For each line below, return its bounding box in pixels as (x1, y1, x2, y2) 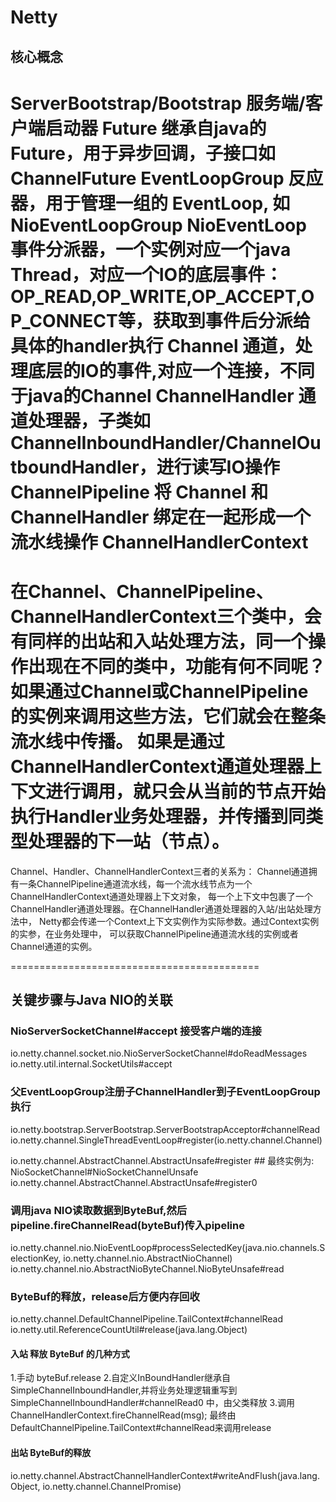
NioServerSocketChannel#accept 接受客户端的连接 (10, 1024, 262, 1038)
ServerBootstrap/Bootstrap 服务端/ (10, 92, 306, 115)
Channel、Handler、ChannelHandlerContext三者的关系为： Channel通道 (10, 865, 309, 877)
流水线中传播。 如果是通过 (10, 730, 225, 753)
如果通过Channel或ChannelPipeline (10, 680, 309, 703)
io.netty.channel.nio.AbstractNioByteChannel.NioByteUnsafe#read (10, 1262, 285, 1275)
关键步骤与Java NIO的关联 (10, 992, 173, 1009)
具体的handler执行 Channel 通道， (10, 334, 296, 357)
